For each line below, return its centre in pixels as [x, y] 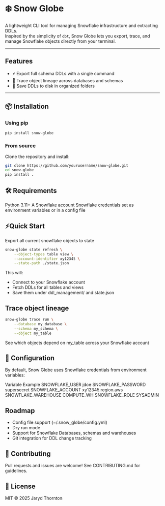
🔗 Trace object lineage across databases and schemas [68, 80]
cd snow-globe [20, 170]
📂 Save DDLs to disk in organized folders [53, 86]
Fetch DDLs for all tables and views [48, 287]
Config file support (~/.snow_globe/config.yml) [60, 422]
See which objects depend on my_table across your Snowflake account [77, 343]
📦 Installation [27, 107]
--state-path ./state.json [41, 263]
